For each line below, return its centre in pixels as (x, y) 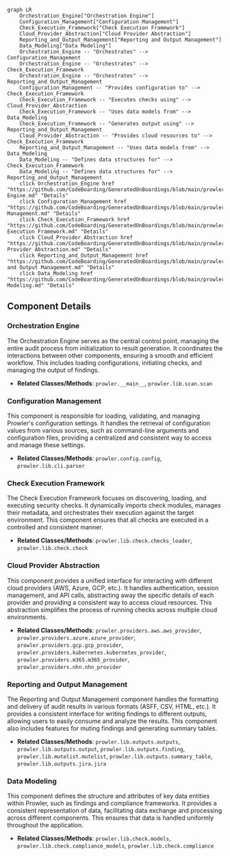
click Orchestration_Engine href (67, 184)
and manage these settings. (46, 444)
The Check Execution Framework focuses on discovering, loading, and (107, 498)
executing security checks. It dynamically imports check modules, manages (114, 505)
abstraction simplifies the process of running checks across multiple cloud (112, 609)
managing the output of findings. (53, 370)
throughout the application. (46, 825)
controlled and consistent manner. (55, 527)
